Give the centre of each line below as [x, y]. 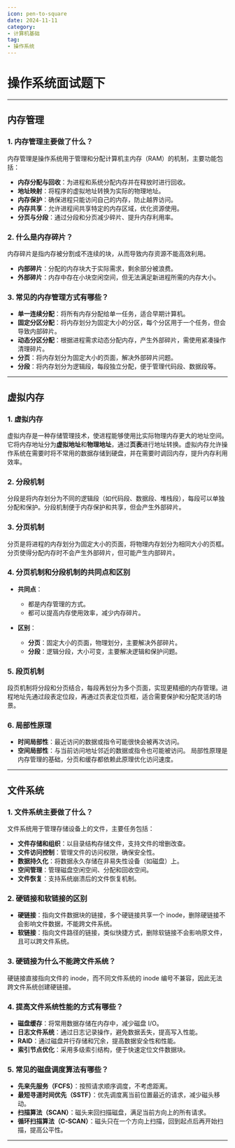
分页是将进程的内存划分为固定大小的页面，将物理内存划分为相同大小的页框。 [117, 544]
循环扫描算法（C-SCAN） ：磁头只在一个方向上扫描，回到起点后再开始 [117, 1121]
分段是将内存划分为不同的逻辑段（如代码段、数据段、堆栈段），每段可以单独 [116, 498]
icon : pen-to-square [37, 14]
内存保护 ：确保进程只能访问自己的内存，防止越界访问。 [97, 199]
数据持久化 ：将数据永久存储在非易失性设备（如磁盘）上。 [100, 861]
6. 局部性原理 [29, 726]
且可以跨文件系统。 [45, 942]
